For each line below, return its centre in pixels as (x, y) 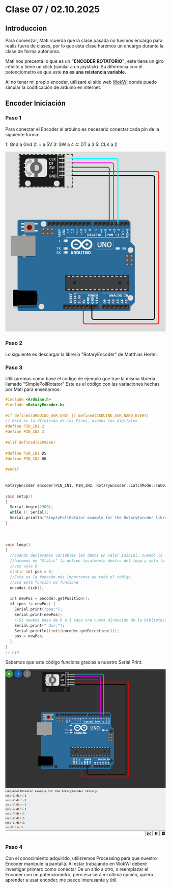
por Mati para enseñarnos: (33, 389)
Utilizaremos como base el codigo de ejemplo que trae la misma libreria (80, 378)
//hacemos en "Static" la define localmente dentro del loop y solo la (88, 561)
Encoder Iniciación (36, 103)
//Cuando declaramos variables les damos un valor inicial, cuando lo (86, 556)
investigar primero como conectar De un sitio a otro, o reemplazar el (77, 869)
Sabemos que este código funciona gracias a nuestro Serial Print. (74, 662)
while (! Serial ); (30, 512)
